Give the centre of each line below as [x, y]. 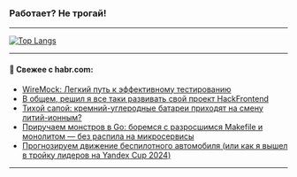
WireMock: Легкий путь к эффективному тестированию [126, 89]
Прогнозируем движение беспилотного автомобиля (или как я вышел [155, 145]
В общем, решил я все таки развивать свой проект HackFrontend [145, 98]
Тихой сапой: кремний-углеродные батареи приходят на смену [142, 108]
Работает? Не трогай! [58, 13]
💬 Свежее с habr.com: [51, 69]
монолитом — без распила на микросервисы [108, 136]
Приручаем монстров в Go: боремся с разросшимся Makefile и [142, 127]
